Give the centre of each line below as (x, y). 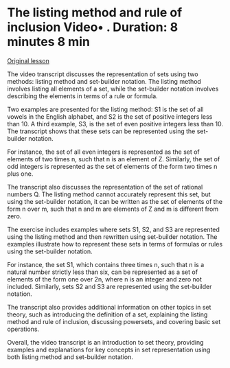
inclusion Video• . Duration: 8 (93, 27)
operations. (23, 329)
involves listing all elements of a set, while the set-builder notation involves (113, 89)
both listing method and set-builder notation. (70, 357)
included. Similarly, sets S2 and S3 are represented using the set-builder (110, 286)
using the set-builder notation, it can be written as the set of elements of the (115, 201)
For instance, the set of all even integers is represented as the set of (104, 152)
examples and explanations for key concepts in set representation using (109, 349)
